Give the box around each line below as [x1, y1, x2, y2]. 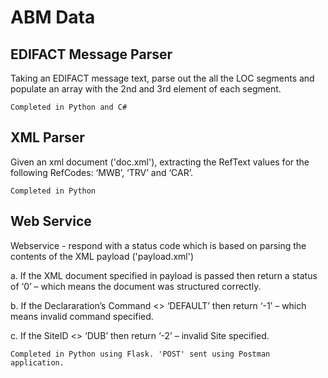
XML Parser [10, 129, 85, 146]
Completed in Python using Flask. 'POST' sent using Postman [10, 349, 271, 359]
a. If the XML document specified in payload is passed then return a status [10, 269, 318, 281]
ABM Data [10, 6, 96, 29]
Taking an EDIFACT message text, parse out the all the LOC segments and [10, 72, 315, 84]
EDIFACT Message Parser [10, 46, 173, 63]
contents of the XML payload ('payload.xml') [10, 250, 195, 262]
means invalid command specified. [10, 310, 154, 322]
